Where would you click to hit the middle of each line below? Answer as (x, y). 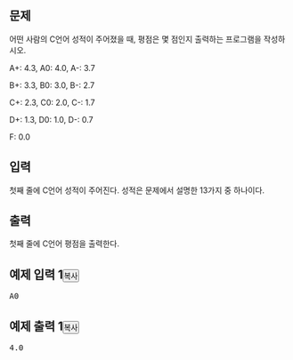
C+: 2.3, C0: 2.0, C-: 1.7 (52, 102)
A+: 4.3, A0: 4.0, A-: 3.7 (52, 68)
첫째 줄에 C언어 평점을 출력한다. (65, 244)
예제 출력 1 (37, 326)
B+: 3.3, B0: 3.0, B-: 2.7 (52, 85)
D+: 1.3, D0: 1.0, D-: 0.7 (51, 119)
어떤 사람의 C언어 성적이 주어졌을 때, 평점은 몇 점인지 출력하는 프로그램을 (135, 39)
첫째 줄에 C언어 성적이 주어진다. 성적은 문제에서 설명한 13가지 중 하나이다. (137, 190)
